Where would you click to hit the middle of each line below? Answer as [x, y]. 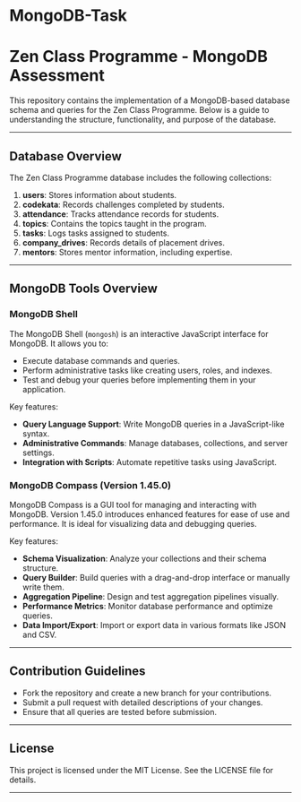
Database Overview [66, 156]
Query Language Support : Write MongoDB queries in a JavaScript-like [153, 424]
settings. [39, 453]
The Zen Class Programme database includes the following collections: [140, 177]
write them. [43, 587]
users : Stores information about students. [99, 194]
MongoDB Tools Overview [84, 289]
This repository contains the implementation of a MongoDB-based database [150, 100]
